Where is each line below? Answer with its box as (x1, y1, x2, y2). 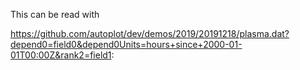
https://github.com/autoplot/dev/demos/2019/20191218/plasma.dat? (10, 28, 290, 39)
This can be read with (10, 9, 100, 20)
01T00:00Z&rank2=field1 (10, 49, 112, 61)
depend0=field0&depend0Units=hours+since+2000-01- (10, 39, 243, 50)
